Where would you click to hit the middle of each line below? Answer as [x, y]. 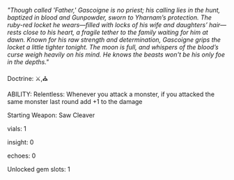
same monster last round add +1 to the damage [75, 102]
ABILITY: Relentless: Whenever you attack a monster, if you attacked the [111, 94]
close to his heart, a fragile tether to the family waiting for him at [116, 32]
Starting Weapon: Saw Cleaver [51, 115]
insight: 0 [21, 142]
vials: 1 [17, 129]
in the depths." [28, 62]
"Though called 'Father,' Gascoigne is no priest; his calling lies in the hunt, [114, 10]
